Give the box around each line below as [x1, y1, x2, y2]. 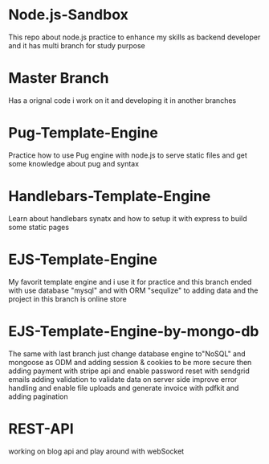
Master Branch [8, 69, 109, 88]
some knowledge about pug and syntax [8, 158, 139, 168]
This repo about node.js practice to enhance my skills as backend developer [8, 32, 261, 42]
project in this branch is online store [8, 294, 127, 303]
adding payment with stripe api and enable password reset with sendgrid [8, 366, 251, 376]
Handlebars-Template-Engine [8, 187, 211, 205]
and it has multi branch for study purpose [8, 40, 146, 50]
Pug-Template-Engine [8, 124, 159, 142]
